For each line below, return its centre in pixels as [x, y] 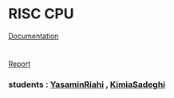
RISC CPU [41, 14]
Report [20, 64]
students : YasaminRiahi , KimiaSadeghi [87, 84]
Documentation [34, 36]
